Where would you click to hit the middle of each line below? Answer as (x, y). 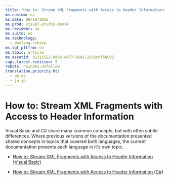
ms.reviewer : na (22, 29)
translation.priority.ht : (32, 71)
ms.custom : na (20, 15)
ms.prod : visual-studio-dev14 (37, 24)
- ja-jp (18, 81)
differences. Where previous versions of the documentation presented (78, 136)
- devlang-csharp (28, 43)
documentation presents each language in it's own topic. (65, 147)
